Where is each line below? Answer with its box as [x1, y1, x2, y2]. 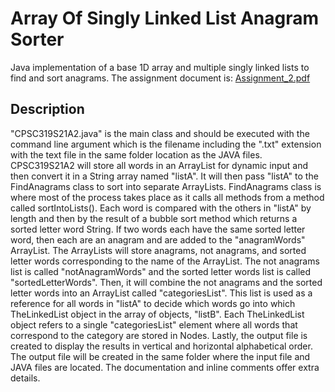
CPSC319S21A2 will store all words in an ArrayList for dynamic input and [10, 159, 309, 171]
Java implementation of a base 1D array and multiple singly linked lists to [10, 61, 310, 73]
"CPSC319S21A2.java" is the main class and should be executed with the [10, 127, 310, 139]
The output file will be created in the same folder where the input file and [10, 350, 311, 362]
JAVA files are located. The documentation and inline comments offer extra [10, 361, 320, 373]
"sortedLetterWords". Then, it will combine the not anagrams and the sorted [10, 276, 323, 288]
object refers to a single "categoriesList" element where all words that [10, 318, 298, 331]
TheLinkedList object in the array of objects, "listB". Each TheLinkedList [10, 308, 305, 320]
